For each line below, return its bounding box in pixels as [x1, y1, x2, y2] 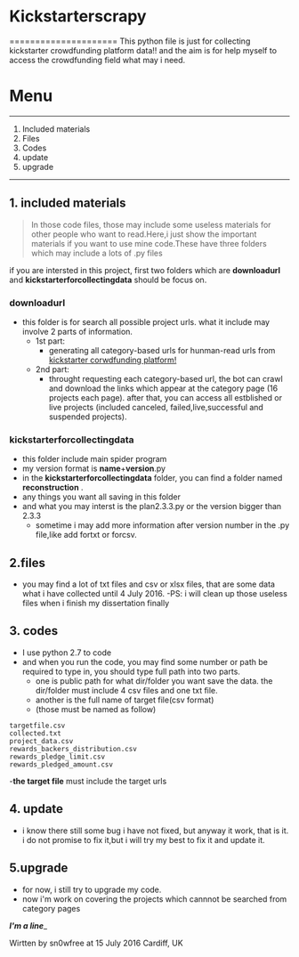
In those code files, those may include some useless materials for [30, 219, 271, 230]
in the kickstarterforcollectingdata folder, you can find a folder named [21, 473, 283, 483]
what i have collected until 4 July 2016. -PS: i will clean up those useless [21, 588, 287, 599]
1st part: [35, 336, 65, 346]
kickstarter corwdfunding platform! [48, 354, 177, 365]
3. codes [9, 623, 59, 638]
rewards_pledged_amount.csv [9, 759, 114, 769]
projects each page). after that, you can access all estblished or [48, 392, 283, 402]
